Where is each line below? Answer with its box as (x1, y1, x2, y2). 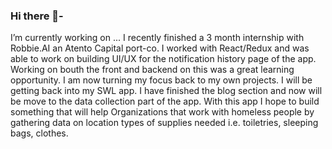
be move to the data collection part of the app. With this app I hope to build (10, 95, 320, 108)
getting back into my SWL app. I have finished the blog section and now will (10, 85, 323, 97)
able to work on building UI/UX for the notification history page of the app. (10, 53, 317, 65)
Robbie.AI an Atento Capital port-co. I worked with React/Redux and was (10, 42, 310, 54)
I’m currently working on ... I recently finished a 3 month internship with (10, 32, 305, 44)
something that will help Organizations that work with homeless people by (10, 106, 315, 118)
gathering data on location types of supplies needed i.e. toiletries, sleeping (10, 117, 319, 129)
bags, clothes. (10, 127, 69, 139)
